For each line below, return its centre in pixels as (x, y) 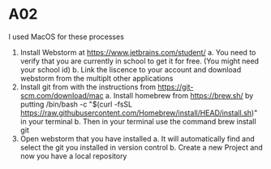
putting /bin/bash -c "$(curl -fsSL (76, 104)
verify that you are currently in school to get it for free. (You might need (140, 61)
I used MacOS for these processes (66, 37)
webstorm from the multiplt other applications (97, 78)
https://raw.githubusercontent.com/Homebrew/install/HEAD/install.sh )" (139, 113)
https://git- (176, 87)
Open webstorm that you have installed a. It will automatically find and (138, 138)
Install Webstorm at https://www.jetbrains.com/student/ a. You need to (138, 52)
